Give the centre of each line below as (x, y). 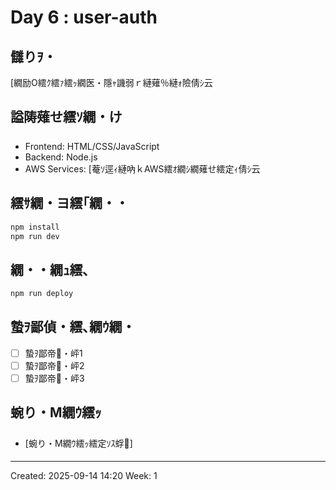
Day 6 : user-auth (84, 17)
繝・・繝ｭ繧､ (50, 269)
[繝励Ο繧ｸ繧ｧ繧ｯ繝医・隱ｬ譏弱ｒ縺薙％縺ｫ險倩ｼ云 (111, 82)
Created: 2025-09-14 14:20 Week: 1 (84, 475)
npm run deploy (42, 294)
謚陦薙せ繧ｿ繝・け (66, 117)
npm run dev (35, 236)
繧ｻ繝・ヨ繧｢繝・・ (69, 203)
